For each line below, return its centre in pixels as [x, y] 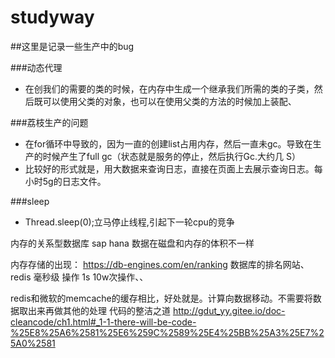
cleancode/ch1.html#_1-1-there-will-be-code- [103, 322]
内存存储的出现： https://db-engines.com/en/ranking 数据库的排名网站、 [160, 264]
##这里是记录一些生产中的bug [72, 46]
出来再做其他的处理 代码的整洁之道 [99, 310]
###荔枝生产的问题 [49, 122]
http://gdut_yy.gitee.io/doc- [229, 310]
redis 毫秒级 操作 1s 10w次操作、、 [79, 277]
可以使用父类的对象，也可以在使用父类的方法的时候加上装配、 [169, 101]
